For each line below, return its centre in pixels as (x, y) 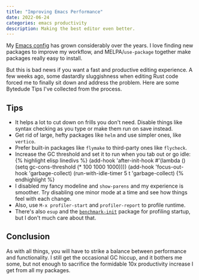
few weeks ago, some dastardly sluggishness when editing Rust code (92, 76)
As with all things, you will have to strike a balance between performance (97, 251)
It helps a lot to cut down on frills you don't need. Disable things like (99, 122)
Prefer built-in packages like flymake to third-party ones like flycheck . (101, 148)
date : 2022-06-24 (28, 17)
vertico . (25, 141)
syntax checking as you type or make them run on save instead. (94, 129)
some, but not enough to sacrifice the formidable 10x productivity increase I (100, 264)
